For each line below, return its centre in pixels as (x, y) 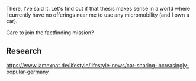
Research (24, 51)
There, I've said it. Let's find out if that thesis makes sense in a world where (98, 9)
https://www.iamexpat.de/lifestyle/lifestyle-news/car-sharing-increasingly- (98, 65)
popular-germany (28, 72)
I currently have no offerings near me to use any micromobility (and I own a (98, 15)
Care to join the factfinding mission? (50, 33)
